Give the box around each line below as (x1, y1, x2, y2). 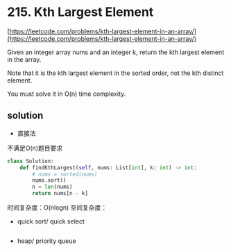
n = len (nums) (32, 183, 73, 191)
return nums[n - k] (32, 190, 89, 197)
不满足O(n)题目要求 (7, 144, 63, 152)
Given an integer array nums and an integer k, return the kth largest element (7, 48, 225, 56)
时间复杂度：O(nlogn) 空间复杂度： (7, 203, 108, 212)
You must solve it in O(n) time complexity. (7, 90, 126, 98)
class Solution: (7, 158, 54, 165)
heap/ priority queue (17, 237, 76, 245)
